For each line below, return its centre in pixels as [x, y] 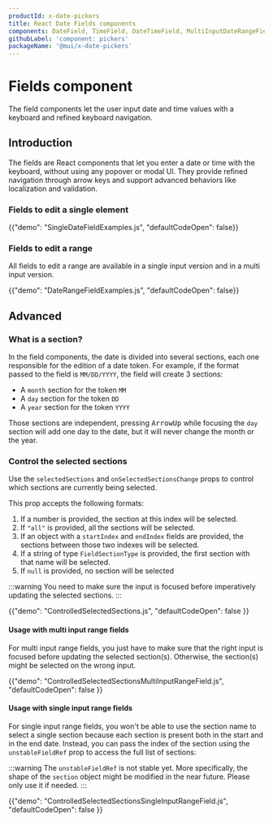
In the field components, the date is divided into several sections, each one [134, 357]
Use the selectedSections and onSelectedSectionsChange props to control [131, 479]
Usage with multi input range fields [69, 630]
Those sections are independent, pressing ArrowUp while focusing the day [133, 423]
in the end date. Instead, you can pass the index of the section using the [129, 743]
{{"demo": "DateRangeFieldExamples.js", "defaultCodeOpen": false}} [124, 290]
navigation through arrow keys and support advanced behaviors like [123, 180]
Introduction [41, 143]
